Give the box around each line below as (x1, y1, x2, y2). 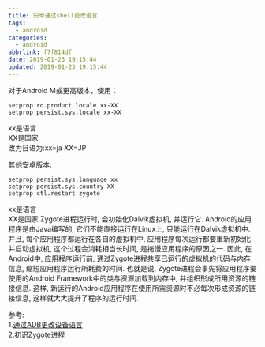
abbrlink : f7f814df (8, 48, 73, 56)
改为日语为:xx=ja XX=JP (8, 143, 87, 153)
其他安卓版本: (8, 160, 53, 169)
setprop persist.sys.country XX (8, 183, 114, 190)
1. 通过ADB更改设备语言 (8, 319, 83, 329)
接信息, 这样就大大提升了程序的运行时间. (8, 293, 140, 303)
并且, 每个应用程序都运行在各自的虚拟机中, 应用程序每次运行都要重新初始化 (8, 234, 251, 243)
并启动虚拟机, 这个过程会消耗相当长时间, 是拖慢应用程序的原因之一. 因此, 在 (8, 243, 252, 253)
